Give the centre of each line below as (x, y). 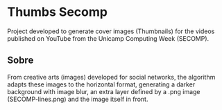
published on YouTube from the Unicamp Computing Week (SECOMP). (108, 38)
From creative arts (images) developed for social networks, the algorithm (111, 77)
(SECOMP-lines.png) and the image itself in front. (78, 99)
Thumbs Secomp (57, 12)
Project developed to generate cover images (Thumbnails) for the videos (111, 31)
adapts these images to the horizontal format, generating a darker (101, 84)
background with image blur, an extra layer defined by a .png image (104, 91)
